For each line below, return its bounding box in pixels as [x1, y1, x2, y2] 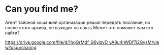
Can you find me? [5, 3, 79, 15]
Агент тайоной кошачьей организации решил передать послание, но [5, 19, 151, 25]
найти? [5, 30, 20, 36]
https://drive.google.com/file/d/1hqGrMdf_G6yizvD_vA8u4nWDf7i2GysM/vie [5, 39, 159, 45]
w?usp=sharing [5, 44, 37, 50]
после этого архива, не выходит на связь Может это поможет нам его [5, 24, 154, 30]
